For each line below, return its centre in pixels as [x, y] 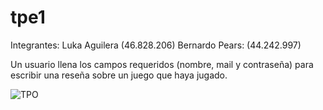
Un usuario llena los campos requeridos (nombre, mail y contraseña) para [162, 64]
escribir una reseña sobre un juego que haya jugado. [119, 75]
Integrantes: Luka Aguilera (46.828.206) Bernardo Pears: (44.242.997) [156, 45]
